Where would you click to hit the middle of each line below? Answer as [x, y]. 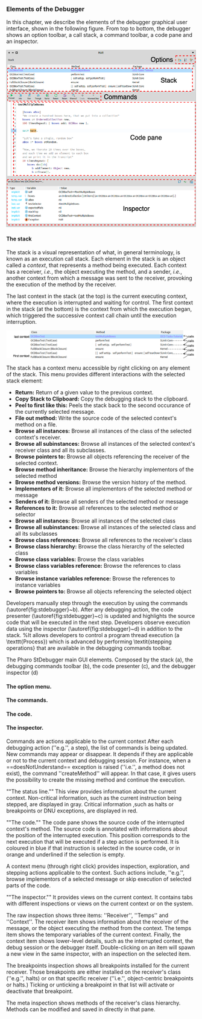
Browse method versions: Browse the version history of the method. [101, 483]
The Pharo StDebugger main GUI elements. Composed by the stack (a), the [100, 660]
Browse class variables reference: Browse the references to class [98, 566]
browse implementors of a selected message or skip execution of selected [99, 879]
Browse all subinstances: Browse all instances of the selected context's [105, 444]
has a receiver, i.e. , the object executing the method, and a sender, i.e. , [94, 272]
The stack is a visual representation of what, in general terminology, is [93, 252]
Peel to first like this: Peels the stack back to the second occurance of [103, 405]
